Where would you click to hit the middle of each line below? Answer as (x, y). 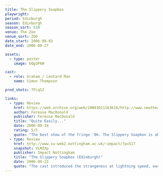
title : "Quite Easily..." (40, 121)
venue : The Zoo (20, 32)
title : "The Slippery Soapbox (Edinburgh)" (58, 157)
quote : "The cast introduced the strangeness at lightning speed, (82, 166)
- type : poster (25, 59)
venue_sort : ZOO (21, 37)
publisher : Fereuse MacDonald (44, 117)
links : (12, 98)
